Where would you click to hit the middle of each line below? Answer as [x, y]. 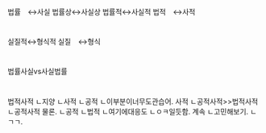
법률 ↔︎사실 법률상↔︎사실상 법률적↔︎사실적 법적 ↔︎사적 [102, 12]
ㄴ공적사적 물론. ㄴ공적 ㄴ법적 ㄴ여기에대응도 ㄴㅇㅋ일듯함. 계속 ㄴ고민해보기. [128, 111]
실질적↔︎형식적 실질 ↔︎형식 [54, 42]
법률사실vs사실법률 [37, 72]
